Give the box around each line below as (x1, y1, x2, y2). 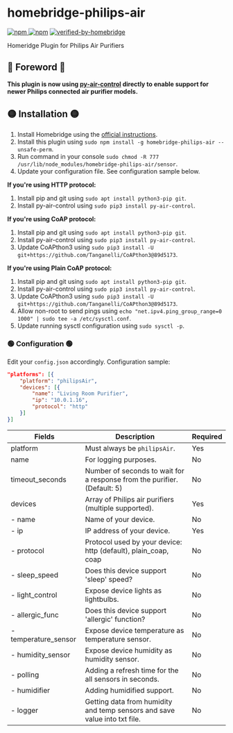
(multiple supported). (85, 503, 154, 513)
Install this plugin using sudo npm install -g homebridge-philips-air (17, 137, 215, 146)
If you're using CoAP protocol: (7, 214, 96, 223)
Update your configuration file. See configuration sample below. (17, 167, 200, 175)
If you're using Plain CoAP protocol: (7, 264, 112, 272)
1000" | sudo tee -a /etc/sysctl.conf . (17, 314, 132, 322)
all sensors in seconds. (85, 674, 159, 684)
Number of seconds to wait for (85, 466, 185, 475)
